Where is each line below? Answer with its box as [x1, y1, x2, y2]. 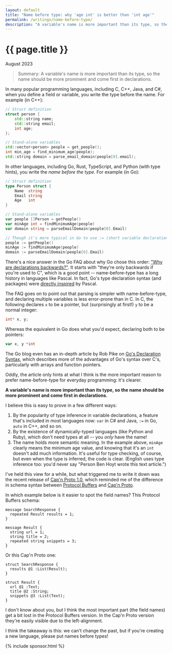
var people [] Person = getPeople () [5, 217, 81, 222]
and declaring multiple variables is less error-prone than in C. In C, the [5, 296, 154, 302]
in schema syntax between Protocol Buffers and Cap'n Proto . [5, 482, 134, 488]
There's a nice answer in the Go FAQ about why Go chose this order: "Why [5, 259, 163, 265]
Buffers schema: [5, 497, 40, 503]
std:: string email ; [14, 121, 56, 126]
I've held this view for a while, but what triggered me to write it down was [5, 471, 160, 477]
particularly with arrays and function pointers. [5, 362, 102, 368]
